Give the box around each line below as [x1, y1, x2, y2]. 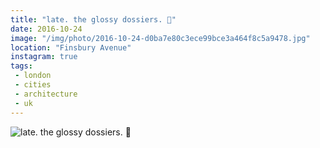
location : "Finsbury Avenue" [10, 42, 132, 53]
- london [14, 71, 52, 81]
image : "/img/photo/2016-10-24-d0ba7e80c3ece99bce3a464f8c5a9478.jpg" [10, 33, 311, 43]
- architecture [14, 89, 78, 99]
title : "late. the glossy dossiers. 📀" [10, 14, 177, 25]
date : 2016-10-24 [10, 24, 83, 34]
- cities [14, 80, 52, 90]
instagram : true [10, 52, 78, 62]
